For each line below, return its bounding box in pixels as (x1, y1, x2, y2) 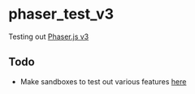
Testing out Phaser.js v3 (8, 32, 89, 41)
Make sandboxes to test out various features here (19, 76, 187, 86)
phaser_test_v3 (8, 5, 115, 23)
